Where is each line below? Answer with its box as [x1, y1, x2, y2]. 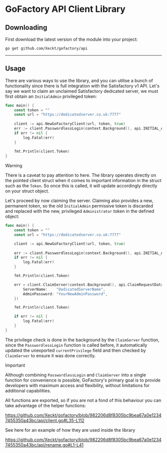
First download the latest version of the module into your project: [5, 36, 138, 42]
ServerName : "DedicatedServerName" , [23, 287, 106, 292]
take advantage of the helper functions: [5, 402, 86, 408]
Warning [5, 163, 22, 169]
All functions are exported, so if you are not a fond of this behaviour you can [5, 397, 162, 403]
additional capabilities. [5, 388, 51, 393]
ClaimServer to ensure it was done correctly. [5, 352, 96, 358]
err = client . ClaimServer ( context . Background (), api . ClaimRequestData [14, 282, 164, 287]
